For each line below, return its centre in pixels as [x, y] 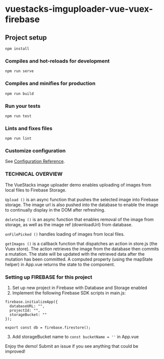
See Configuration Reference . [35, 161]
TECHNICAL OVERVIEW [34, 174]
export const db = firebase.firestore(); [48, 328]
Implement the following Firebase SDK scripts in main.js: [69, 293]
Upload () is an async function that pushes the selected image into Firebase [82, 199]
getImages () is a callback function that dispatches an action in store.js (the [81, 243]
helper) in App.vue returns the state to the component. [60, 264]
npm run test [18, 116]
